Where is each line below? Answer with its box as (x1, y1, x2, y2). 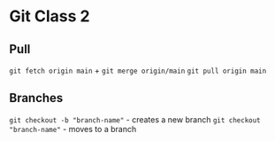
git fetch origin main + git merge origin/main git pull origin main (9, 65, 267, 75)
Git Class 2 (9, 6, 90, 27)
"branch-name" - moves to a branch (9, 123, 137, 134)
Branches (9, 90, 64, 106)
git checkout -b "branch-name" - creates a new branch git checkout (9, 114, 261, 125)
